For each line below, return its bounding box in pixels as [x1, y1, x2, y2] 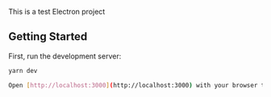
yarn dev [8, 67, 38, 75]
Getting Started [8, 30, 88, 43]
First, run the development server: [8, 51, 122, 61]
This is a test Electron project [8, 7, 106, 16]
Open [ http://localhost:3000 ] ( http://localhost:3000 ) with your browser [8, 81, 258, 89]
